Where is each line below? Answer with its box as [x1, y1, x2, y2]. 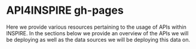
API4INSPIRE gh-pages [6, 4, 124, 17]
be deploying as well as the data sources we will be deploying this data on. [6, 36, 191, 43]
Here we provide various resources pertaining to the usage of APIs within [6, 23, 187, 30]
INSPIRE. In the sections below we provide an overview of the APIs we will [6, 29, 189, 36]
